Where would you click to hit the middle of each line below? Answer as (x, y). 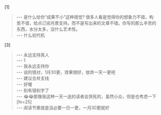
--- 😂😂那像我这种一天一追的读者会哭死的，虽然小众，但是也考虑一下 (86, 96)
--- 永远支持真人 (33, 55)
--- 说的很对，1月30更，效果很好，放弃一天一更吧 (66, 72)
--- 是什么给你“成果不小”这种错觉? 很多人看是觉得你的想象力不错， (83, 17)
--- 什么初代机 (31, 35)
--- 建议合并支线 (33, 78)
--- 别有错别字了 (33, 90)
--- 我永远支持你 (33, 66)
